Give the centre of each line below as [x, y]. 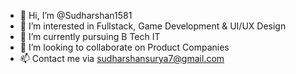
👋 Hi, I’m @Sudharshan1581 [76, 15]
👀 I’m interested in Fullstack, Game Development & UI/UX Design [153, 26]
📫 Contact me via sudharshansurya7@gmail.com [122, 58]
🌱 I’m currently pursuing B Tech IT [90, 36]
